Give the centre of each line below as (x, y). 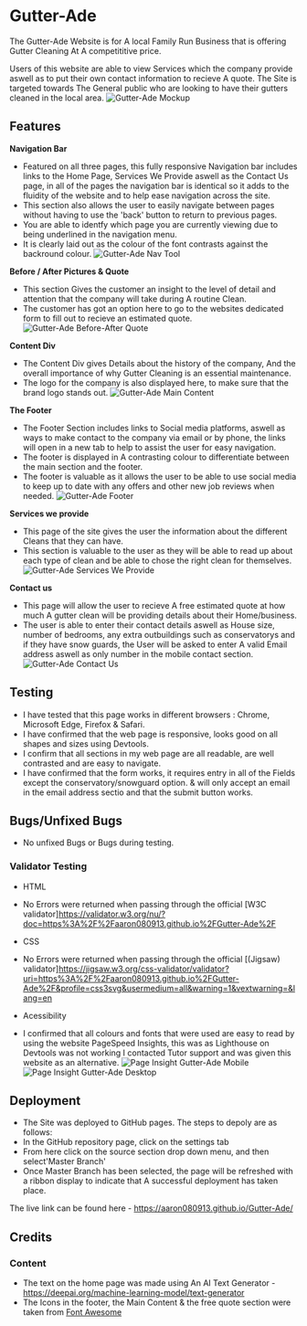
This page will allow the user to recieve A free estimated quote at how (154, 605)
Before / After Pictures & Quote (69, 271)
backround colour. (57, 253)
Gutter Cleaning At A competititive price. (85, 50)
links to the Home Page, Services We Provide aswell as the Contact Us (156, 175)
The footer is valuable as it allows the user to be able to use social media (159, 476)
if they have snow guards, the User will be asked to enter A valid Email (155, 644)
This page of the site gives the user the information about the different (155, 531)
